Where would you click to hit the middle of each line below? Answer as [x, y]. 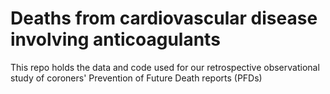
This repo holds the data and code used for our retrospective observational [165, 67]
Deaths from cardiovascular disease [164, 18]
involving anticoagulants [115, 39]
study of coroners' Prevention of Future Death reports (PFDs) [136, 78]
